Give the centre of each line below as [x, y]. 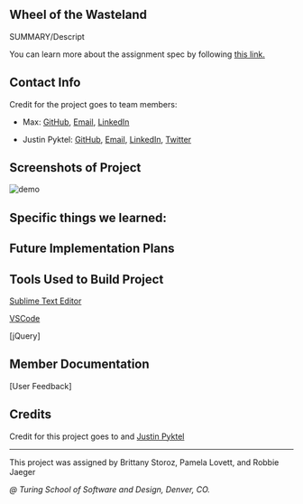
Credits [31, 415]
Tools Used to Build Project [87, 279]
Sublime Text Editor [46, 301]
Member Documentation [80, 364]
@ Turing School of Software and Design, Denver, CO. [110, 489]
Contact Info [45, 83]
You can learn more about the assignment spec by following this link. [138, 54]
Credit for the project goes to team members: [93, 104]
